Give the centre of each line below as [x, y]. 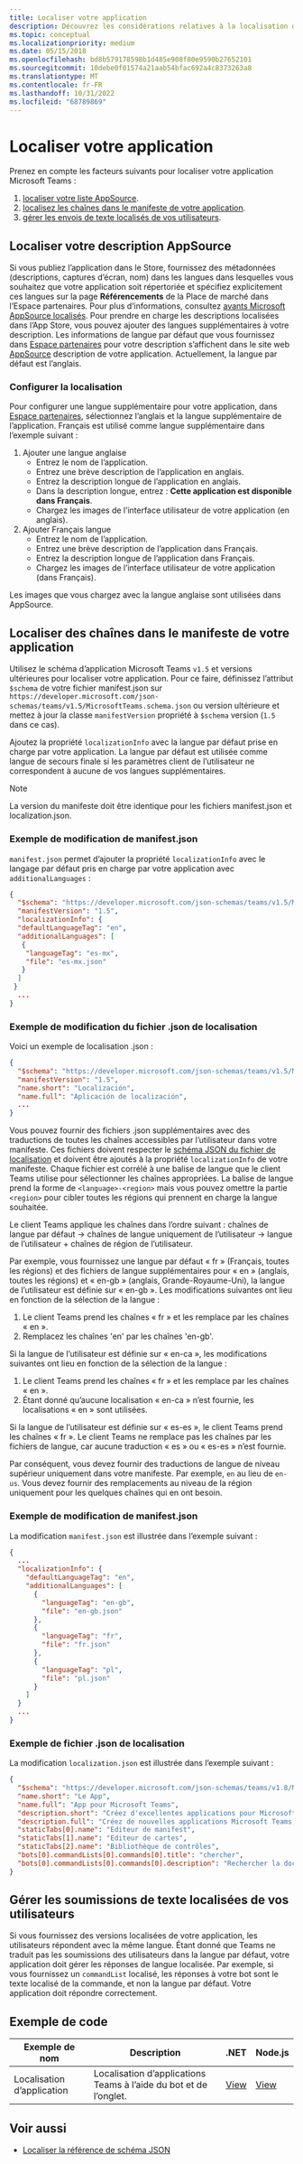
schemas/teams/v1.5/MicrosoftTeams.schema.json [101, 706]
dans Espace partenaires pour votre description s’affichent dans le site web [150, 345]
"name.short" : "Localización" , [76, 1088]
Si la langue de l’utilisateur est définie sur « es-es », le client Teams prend [146, 1427]
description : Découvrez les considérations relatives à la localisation [149, 26]
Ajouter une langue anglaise [74, 453]
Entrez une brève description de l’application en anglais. [140, 472]
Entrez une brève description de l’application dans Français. [147, 549]
